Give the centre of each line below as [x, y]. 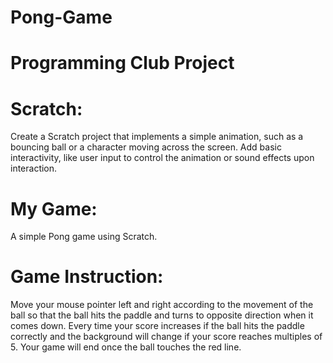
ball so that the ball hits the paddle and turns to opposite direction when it [162, 315]
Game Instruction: [87, 277]
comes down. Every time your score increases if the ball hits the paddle [157, 326]
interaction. [34, 168]
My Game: [54, 208]
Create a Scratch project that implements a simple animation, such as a [157, 137]
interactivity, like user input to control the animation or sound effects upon [162, 158]
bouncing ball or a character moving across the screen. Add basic [146, 147]
